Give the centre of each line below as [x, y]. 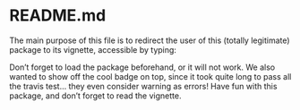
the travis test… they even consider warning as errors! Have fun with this [143, 86]
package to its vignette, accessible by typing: [93, 49]
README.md [58, 16]
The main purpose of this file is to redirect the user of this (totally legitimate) [150, 40]
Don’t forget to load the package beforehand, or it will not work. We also [142, 67]
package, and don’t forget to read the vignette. [95, 96]
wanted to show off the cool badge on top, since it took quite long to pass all [150, 76]
